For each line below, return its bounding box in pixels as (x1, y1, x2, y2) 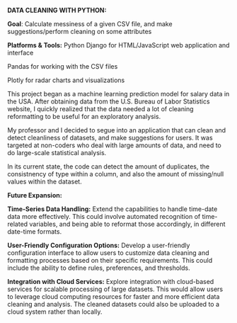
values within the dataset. (7, 177, 83, 186)
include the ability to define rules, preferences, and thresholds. (7, 263, 190, 272)
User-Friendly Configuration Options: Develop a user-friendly (7, 241, 190, 249)
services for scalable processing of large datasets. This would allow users (7, 285, 224, 293)
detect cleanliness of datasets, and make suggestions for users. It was (7, 134, 214, 142)
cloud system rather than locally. (7, 307, 103, 316)
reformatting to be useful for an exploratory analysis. (7, 113, 161, 120)
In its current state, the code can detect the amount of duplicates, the (7, 162, 210, 171)
